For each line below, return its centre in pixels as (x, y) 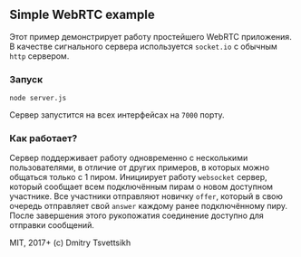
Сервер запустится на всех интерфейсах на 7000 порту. (117, 115)
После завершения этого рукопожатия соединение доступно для (137, 215)
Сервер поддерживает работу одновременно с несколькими (129, 158)
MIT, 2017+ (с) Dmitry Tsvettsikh (70, 243)
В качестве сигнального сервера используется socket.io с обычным (144, 46)
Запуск (26, 79)
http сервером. (39, 56)
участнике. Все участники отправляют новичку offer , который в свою (146, 196)
